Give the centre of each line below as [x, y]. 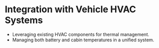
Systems [24, 20]
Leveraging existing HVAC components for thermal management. [81, 34]
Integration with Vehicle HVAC [71, 9]
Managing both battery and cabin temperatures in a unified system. [83, 40]
